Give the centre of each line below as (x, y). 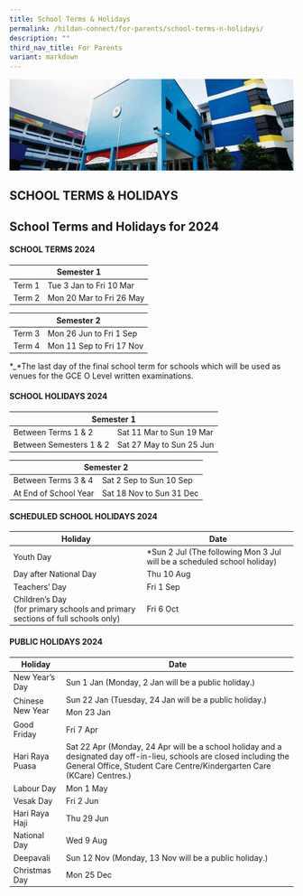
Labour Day (35, 788)
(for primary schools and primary (74, 609)
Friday (25, 734)
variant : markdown (44, 57)
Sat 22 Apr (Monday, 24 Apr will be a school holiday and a (174, 747)
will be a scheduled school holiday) (212, 562)
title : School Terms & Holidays (70, 19)
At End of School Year (54, 493)
